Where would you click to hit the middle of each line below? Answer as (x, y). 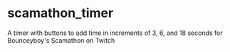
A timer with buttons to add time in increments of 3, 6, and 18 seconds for (115, 33)
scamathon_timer (61, 13)
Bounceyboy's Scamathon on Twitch (61, 40)
